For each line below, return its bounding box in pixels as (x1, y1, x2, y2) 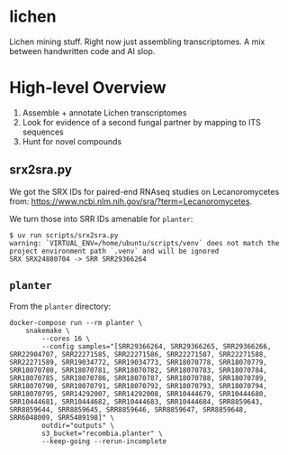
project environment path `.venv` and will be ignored (9, 246, 220, 255)
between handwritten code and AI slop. (9, 45, 156, 56)
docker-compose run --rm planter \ (9, 318, 143, 327)
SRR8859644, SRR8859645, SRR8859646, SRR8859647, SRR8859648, (9, 404, 247, 414)
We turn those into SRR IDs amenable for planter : (9, 213, 193, 224)
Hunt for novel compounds (22, 135, 122, 146)
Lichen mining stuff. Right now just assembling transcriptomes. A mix (9, 36, 265, 47)
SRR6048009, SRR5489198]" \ (9, 413, 115, 422)
